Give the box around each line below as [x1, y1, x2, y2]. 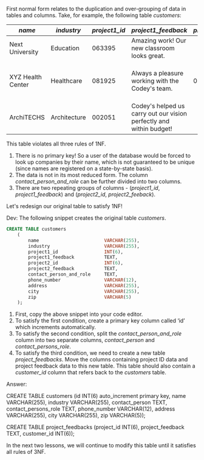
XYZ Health [9, 73, 42, 81]
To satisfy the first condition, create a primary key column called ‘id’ [15, 317, 185, 324]
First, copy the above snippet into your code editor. [15, 310, 143, 318]
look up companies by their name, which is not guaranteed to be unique [15, 158, 195, 166]
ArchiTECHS [9, 113, 46, 121]
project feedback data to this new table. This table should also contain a [15, 362, 195, 370]
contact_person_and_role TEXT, [28, 271, 118, 277]
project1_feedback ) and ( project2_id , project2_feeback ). [15, 191, 156, 198]
